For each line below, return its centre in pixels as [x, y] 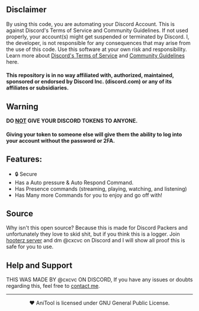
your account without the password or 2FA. [61, 140]
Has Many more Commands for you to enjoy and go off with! [89, 195]
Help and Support [39, 265]
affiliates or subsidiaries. [38, 88]
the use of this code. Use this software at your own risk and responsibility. [97, 49]
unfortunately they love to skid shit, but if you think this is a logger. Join [93, 234]
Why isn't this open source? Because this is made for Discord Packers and [97, 228]
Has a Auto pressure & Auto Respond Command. [74, 182]
